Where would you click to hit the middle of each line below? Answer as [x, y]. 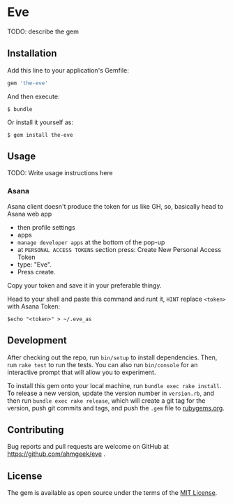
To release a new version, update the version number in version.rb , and [111, 393]
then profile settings [46, 227]
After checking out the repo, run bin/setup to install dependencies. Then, [112, 357]
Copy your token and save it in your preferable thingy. [84, 285]
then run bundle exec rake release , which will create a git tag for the [106, 400]
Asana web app [30, 214]
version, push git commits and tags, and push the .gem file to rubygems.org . [116, 408]
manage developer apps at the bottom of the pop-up [91, 242]
